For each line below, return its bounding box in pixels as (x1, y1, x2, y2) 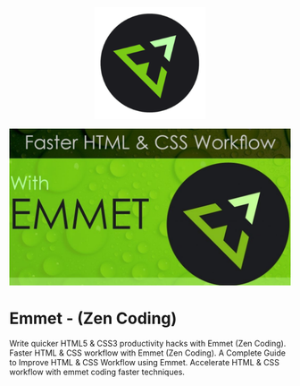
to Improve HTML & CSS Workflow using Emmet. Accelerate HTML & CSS (9, 356, 279, 367)
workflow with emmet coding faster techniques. (9, 366, 186, 377)
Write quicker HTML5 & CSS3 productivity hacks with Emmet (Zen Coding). (9, 338, 287, 348)
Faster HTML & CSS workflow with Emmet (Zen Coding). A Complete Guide (9, 347, 286, 358)
